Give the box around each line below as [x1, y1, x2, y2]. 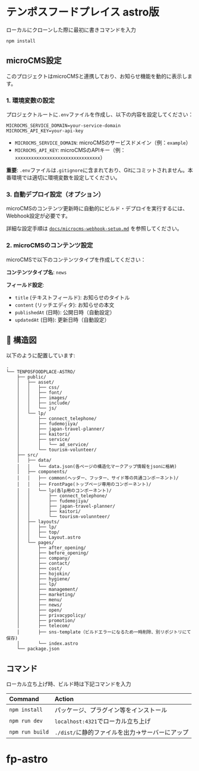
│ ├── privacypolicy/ [17, 612, 86, 618]
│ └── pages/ [17, 540, 55, 546]
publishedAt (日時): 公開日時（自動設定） [14, 308, 115, 315]
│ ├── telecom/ [17, 623, 70, 629]
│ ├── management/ [17, 586, 78, 593]
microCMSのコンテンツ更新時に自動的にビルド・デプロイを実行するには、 [6, 205, 188, 212]
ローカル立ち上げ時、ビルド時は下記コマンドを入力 [6, 681, 131, 688]
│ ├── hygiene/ [17, 576, 70, 582]
